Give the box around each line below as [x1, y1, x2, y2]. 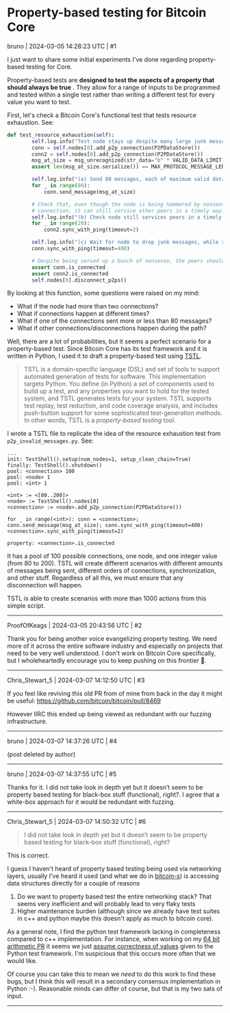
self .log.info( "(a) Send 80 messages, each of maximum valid [31, 176, 210, 183]
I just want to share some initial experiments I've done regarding [7, 55, 188, 63]
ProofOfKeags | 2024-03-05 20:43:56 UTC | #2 [7, 622, 142, 630]
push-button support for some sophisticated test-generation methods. [23, 409, 222, 417]
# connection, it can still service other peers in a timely [31, 207, 210, 214]
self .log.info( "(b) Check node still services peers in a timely [31, 214, 222, 221]
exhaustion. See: [7, 118, 55, 126]
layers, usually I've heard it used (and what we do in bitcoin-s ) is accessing [7, 872, 219, 880]
